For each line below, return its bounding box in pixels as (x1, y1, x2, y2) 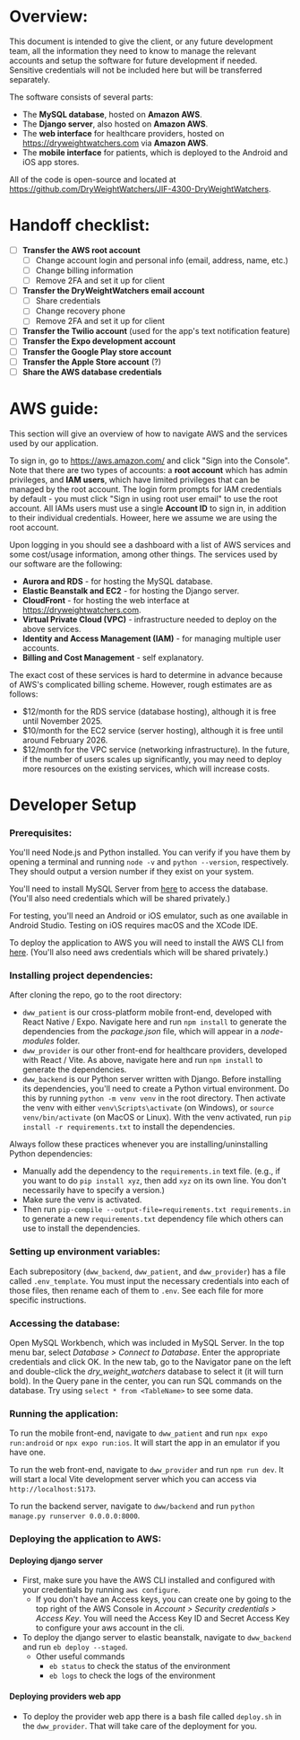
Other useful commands (35, 1651, 125, 1662)
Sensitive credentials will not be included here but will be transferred (9, 65, 262, 75)
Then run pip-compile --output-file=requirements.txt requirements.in (21, 1204, 291, 1215)
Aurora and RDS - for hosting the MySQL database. (21, 576, 213, 586)
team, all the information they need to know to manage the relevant (9, 45, 257, 56)
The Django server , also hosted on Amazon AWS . (21, 119, 209, 129)
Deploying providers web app (9, 1691, 122, 1702)
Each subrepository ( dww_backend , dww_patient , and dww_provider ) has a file (9, 1266, 287, 1277)
